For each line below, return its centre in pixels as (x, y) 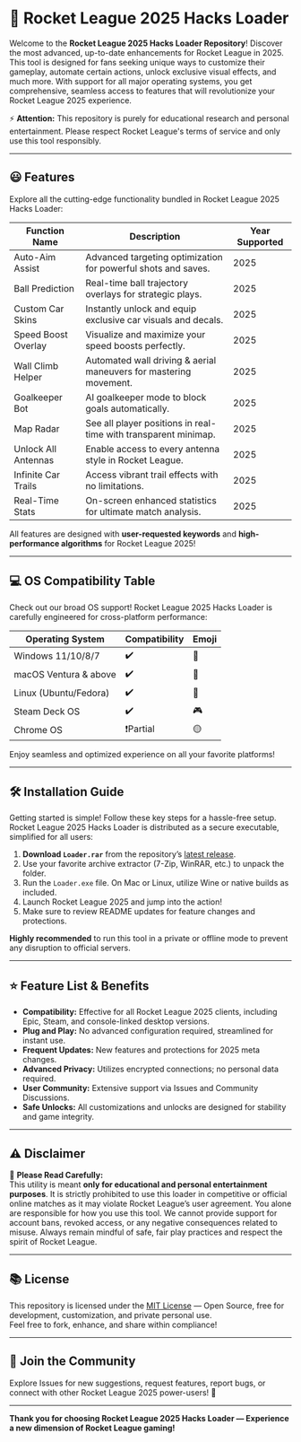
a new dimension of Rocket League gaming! (92, 1428)
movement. (108, 382)
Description (155, 236)
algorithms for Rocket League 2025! (129, 543)
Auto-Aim (35, 257)
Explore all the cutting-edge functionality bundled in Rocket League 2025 (145, 199)
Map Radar (37, 428)
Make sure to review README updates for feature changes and (138, 912)
